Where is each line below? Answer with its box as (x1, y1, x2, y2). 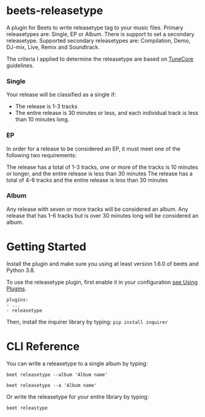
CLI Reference (6, 339, 80, 353)
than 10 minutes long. (15, 116, 70, 123)
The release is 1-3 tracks (15, 103, 78, 110)
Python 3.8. (6, 267, 35, 274)
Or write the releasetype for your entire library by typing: (6, 393, 149, 400)
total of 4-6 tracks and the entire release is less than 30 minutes (6, 176, 168, 183)
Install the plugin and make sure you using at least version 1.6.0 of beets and (6, 260, 199, 267)
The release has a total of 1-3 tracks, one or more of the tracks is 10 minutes (6, 163, 199, 171)
